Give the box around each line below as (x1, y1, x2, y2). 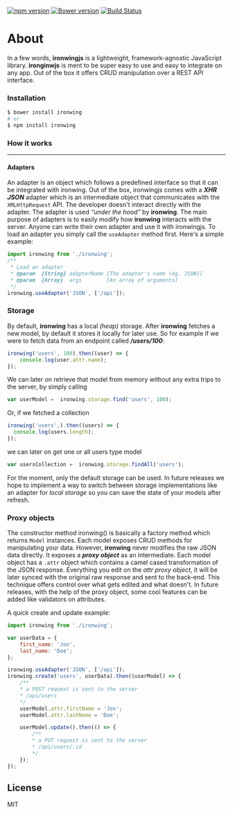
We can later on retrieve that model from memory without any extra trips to (7, 375, 221, 384)
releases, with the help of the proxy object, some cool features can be (7, 588, 207, 596)
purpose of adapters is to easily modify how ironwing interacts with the (7, 215, 212, 223)
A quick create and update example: (7, 609, 111, 617)
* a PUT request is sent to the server (32, 737, 148, 744)
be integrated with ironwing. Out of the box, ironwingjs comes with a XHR (7, 186, 217, 194)
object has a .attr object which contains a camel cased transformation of (7, 559, 218, 567)
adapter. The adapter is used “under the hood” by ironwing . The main (7, 208, 207, 217)
